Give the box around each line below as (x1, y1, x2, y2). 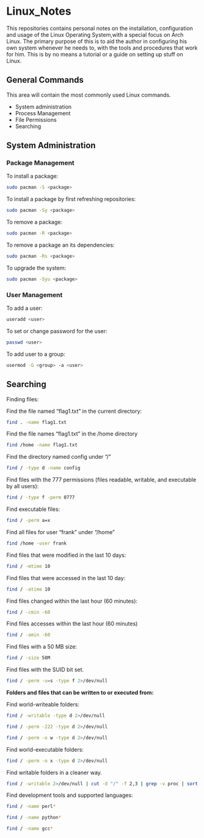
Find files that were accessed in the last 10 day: (6, 574, 126, 581)
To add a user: (6, 304, 43, 312)
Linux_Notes (6, 4, 71, 18)
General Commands (6, 75, 84, 85)
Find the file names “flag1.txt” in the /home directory (6, 430, 138, 437)
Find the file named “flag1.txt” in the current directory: (6, 407, 142, 415)
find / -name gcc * (6, 826, 53, 832)
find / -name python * (6, 815, 62, 821)
